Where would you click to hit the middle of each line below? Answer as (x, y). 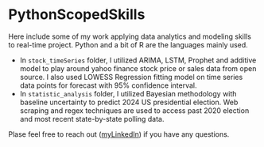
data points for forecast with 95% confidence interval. (108, 85)
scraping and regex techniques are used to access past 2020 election (134, 110)
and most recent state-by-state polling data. (92, 119)
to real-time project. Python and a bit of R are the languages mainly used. (128, 44)
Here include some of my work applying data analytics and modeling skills (130, 36)
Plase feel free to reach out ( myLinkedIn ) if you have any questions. (119, 134)
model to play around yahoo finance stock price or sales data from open (138, 68)
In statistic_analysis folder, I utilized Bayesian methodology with (128, 93)
